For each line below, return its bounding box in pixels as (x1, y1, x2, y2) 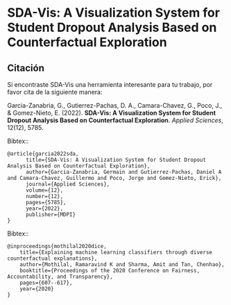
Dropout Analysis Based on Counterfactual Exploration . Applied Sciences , (7, 116, 223, 124)
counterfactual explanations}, (7, 255, 98, 262)
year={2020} (19, 286, 54, 292)
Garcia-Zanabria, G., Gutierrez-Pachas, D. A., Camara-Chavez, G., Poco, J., (7, 101, 223, 109)
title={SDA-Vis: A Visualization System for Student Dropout (25, 156, 207, 163)
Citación (7, 62, 45, 74)
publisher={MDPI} (25, 211, 76, 218)
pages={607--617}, (19, 279, 73, 286)
